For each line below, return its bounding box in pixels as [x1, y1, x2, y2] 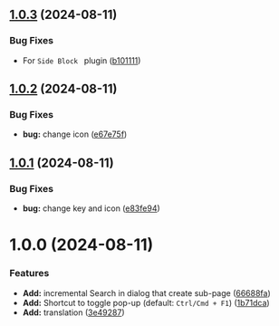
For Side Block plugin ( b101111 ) [22, 54, 141, 66]
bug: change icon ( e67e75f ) [22, 129, 128, 139]
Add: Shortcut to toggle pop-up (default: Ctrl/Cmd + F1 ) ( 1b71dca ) [22, 297, 270, 308]
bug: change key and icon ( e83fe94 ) [22, 203, 160, 214]
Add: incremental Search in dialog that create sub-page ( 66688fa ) [22, 287, 272, 298]
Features [9, 267, 50, 280]
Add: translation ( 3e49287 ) [22, 307, 125, 318]
